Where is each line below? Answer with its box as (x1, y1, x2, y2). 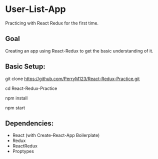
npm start (5, 104, 25, 110)
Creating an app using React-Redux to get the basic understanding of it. (5, 47, 153, 53)
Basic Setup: (5, 62, 46, 71)
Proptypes (12, 148, 34, 154)
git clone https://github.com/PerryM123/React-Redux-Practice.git (5, 75, 140, 81)
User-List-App (5, 3, 66, 15)
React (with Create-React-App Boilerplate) (12, 132, 100, 138)
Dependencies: (5, 119, 54, 127)
